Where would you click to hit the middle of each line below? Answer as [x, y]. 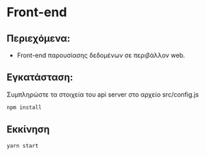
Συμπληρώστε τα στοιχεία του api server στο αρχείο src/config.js [103, 94]
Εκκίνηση [28, 130]
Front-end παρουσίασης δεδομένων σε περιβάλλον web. [101, 55]
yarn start [23, 145]
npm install [24, 107]
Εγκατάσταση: [40, 77]
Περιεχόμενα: [39, 38]
